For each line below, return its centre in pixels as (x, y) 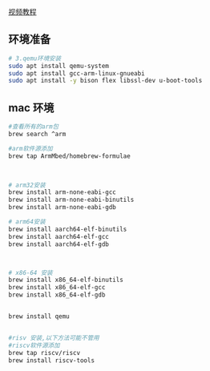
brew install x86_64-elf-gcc (57, 288)
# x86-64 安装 (31, 272)
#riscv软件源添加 (34, 345)
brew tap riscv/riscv (44, 353)
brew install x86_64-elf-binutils (66, 280)
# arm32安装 (27, 185)
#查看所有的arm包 (33, 127)
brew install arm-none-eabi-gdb (62, 208)
